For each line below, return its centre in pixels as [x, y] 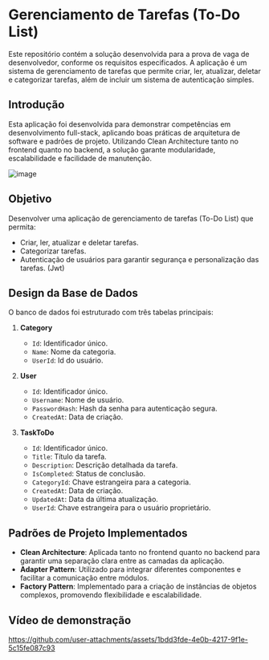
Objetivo [30, 199]
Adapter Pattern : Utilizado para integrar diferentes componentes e [130, 569]
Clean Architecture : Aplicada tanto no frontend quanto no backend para [140, 553]
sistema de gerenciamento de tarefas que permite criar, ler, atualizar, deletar [134, 71]
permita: [22, 227]
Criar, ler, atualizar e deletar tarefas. [79, 242]
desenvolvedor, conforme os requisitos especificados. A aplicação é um [128, 63]
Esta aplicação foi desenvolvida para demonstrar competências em [120, 124]
